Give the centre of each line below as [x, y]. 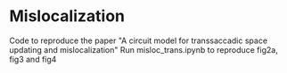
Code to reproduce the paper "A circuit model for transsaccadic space [139, 40]
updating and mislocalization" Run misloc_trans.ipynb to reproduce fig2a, [143, 49]
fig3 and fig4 [33, 59]
